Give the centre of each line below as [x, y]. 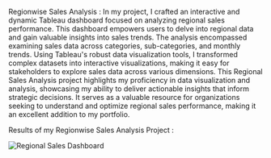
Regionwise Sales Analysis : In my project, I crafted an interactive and [124, 12]
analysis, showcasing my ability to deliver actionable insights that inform [129, 89]
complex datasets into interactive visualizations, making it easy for [119, 63]
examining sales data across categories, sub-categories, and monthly [125, 46]
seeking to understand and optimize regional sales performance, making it [132, 106]
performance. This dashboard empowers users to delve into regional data [131, 29]
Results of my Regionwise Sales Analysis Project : [91, 130]
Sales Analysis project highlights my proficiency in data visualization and [129, 80]
